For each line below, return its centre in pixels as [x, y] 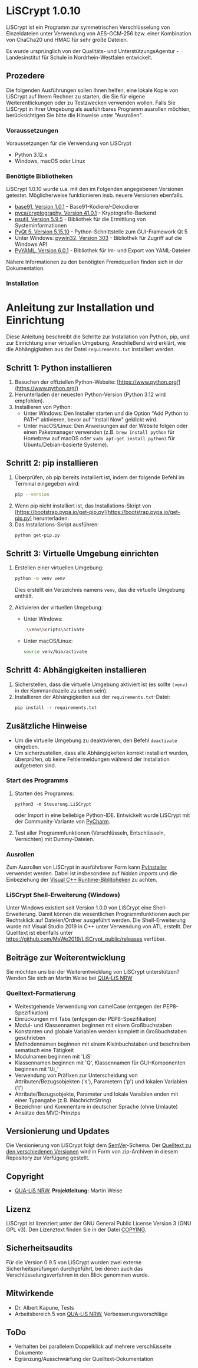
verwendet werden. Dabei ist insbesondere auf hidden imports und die [92, 873]
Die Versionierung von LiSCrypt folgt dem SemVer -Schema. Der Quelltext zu [99, 1145]
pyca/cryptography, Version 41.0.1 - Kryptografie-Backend [85, 213]
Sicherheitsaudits [39, 1248]
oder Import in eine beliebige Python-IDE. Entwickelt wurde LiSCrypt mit [102, 815]
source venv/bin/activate [55, 652]
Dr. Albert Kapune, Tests [44, 1307]
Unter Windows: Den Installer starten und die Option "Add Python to [106, 413]
